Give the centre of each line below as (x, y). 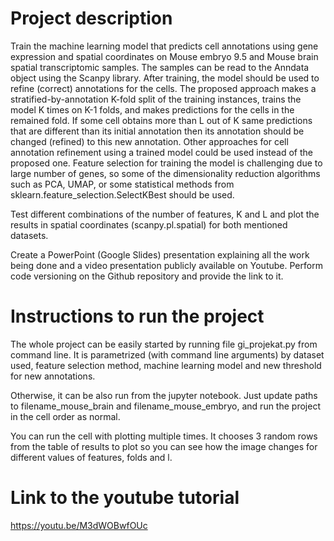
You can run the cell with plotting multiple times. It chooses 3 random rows (164, 436)
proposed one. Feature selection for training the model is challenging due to (166, 163)
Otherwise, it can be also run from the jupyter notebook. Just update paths (164, 395)
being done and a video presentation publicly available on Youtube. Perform (166, 265)
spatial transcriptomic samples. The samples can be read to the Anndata (160, 67)
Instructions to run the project (137, 316)
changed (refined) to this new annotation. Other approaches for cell (149, 141)
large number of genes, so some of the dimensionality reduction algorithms (165, 173)
